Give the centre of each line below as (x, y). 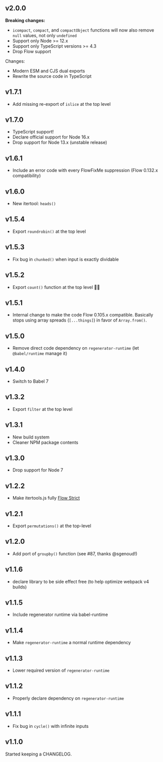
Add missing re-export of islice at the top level (61, 104)
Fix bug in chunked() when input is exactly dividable (65, 259)
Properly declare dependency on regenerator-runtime (68, 698)
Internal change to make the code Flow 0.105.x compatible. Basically (83, 315)
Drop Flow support (32, 51)
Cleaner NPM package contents (45, 442)
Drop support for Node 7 (38, 470)
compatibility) (26, 176)
